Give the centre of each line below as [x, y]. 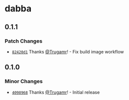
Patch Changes [24, 41]
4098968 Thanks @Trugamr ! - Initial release [56, 92]
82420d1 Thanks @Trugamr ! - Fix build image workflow [68, 51]
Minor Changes [24, 81]
